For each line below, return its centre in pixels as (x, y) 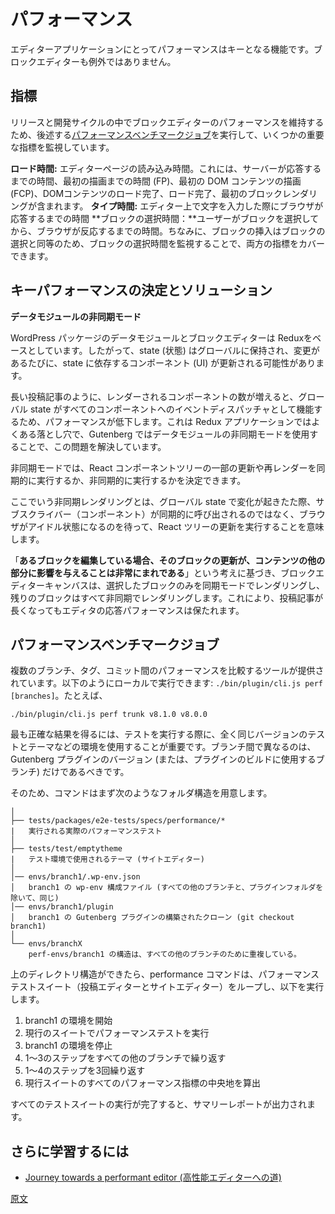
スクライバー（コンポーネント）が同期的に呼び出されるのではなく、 (159, 514)
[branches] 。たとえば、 (59, 696)
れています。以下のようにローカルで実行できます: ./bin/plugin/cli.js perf (166, 683)
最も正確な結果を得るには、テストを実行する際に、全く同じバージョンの (159, 734)
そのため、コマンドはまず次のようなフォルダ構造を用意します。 (141, 793)
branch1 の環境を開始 (68, 1021)
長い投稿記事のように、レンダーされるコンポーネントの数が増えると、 (154, 396)
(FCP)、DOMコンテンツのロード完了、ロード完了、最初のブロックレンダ (160, 193)
